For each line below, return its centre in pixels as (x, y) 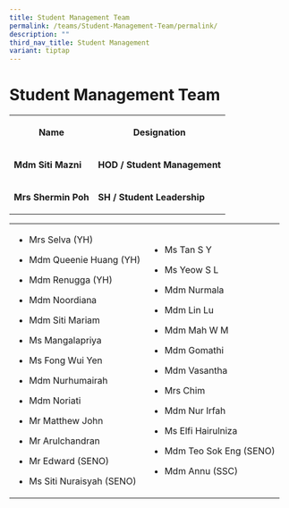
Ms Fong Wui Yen (66, 360)
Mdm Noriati (55, 401)
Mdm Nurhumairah (68, 381)
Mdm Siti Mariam (64, 320)
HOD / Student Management (160, 165)
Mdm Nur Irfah (195, 411)
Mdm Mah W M (196, 330)
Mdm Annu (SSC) (201, 471)
